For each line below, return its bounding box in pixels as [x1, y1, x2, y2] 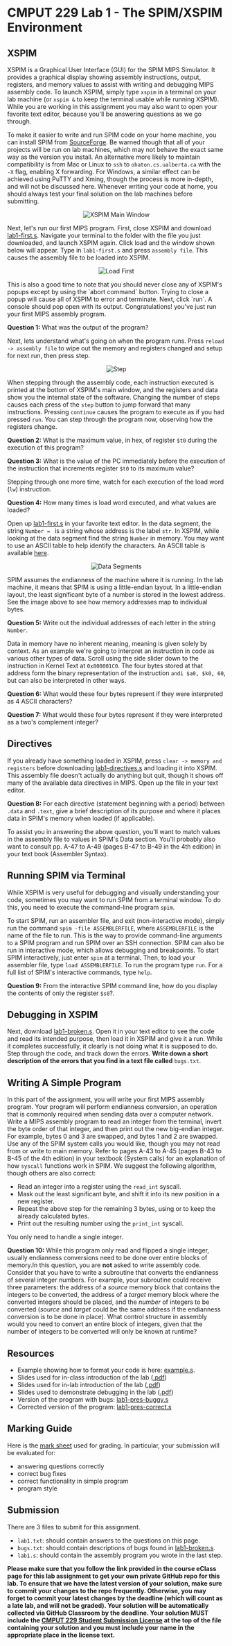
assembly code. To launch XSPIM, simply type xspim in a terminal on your [7, 88, 217, 96]
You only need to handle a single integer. [7, 1233, 123, 1241]
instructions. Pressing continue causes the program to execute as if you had [7, 408, 225, 416]
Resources [7, 1348, 55, 1359]
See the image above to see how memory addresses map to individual [7, 598, 208, 606]
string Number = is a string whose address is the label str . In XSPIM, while [7, 527, 220, 535]
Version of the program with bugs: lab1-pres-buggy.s [17, 1395, 169, 1404]
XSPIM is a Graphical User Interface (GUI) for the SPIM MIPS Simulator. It [7, 66, 216, 74]
